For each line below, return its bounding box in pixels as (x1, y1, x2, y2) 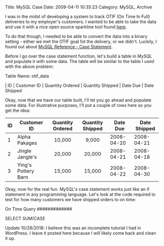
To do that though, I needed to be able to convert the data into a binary (5, 34, 148, 39)
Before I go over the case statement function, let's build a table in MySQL (5, 53, 152, 59)
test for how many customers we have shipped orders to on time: (5, 197, 136, 202)
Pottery (17, 168, 34, 174)
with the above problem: (5, 63, 54, 69)
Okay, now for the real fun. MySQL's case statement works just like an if (5, 186, 150, 192)
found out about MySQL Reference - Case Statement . (5, 44, 113, 49)
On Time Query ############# (5, 206, 72, 212)
